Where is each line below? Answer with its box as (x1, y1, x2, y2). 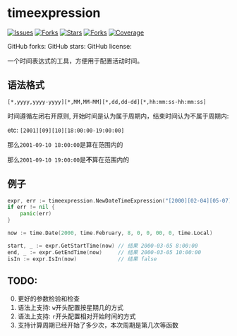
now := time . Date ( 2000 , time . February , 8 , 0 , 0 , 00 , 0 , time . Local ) (7, 229, 213, 237)
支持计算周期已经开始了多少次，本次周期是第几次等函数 (17, 321, 178, 330)
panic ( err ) (20, 210, 52, 217)
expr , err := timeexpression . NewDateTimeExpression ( (7, 197, 166, 204)
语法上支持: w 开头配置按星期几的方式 (17, 304, 123, 312)
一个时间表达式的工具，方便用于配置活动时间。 (7, 56, 143, 65)
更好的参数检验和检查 (17, 294, 80, 303)
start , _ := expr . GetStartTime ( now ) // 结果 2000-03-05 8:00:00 (7, 242, 198, 249)
